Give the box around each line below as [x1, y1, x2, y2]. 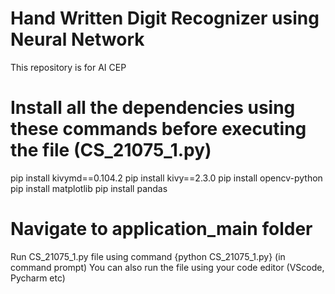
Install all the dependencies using [10, 97, 296, 119]
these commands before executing [10, 118, 307, 141]
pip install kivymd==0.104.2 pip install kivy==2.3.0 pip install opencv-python [10, 172, 323, 184]
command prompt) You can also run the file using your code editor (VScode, [10, 261, 325, 273]
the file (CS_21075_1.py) [10, 139, 212, 162]
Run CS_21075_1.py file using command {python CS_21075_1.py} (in [10, 250, 286, 262]
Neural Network [10, 28, 145, 51]
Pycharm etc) [10, 272, 66, 284]
